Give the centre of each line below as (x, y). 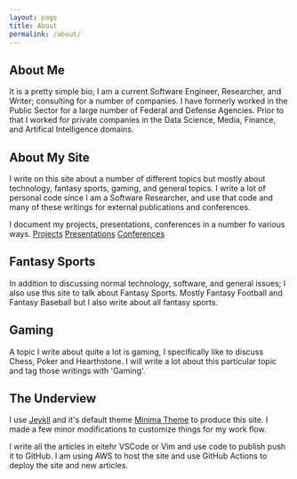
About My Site (50, 157)
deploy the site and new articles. (69, 466)
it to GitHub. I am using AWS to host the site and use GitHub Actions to (138, 456)
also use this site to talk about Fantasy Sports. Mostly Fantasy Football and (146, 292)
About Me (37, 70)
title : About (33, 26)
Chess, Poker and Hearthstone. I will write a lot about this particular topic (143, 361)
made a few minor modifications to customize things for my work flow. (138, 429)
